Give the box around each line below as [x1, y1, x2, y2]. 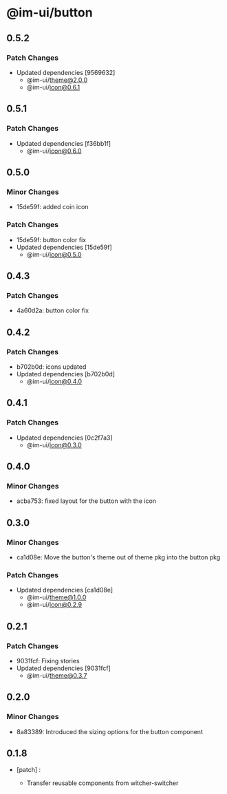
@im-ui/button [6, 5, 94, 21]
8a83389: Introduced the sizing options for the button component [16, 727, 204, 736]
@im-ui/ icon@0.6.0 [26, 147, 82, 155]
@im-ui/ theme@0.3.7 [26, 671, 87, 679]
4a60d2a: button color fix [16, 306, 89, 314]
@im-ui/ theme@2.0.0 [26, 76, 88, 84]
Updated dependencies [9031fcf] [16, 664, 111, 672]
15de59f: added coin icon [16, 203, 89, 211]
